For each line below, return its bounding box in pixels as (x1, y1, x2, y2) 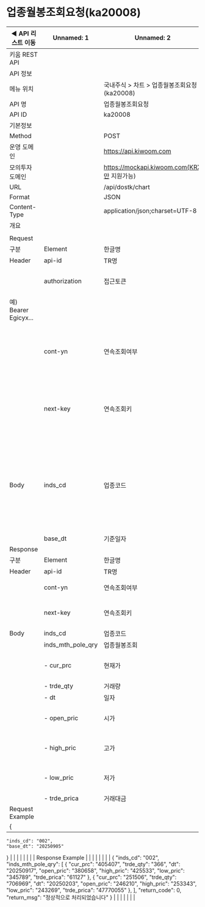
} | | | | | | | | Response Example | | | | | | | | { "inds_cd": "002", (6, 854, 160, 861)
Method (9, 131, 32, 140)
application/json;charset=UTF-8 (103, 206, 197, 215)
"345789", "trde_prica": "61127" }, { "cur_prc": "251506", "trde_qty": (6, 873, 177, 881)
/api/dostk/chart (103, 183, 151, 191)
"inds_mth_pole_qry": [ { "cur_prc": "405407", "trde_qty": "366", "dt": (6, 860, 181, 868)
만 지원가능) (103, 172, 136, 180)
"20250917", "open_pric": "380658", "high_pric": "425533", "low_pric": (6, 867, 185, 874)
